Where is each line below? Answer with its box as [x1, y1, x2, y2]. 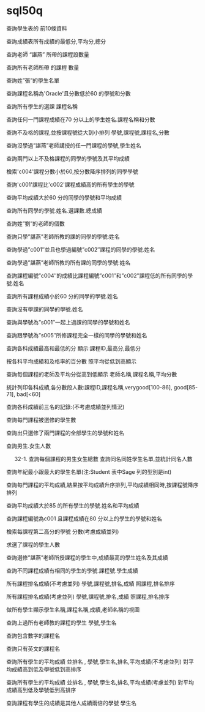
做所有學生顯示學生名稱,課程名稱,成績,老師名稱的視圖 [6, 605, 140, 613]
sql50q [6, 4, 43, 18]
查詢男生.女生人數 [6, 442, 51, 449]
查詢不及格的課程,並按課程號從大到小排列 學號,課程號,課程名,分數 [6, 129, 170, 136]
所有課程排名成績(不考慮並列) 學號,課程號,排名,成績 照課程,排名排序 [6, 580, 176, 587]
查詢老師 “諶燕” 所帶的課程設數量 [6, 50, 90, 58]
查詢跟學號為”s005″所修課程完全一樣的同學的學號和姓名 [6, 331, 147, 339]
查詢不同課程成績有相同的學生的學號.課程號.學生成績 [6, 567, 139, 574]
